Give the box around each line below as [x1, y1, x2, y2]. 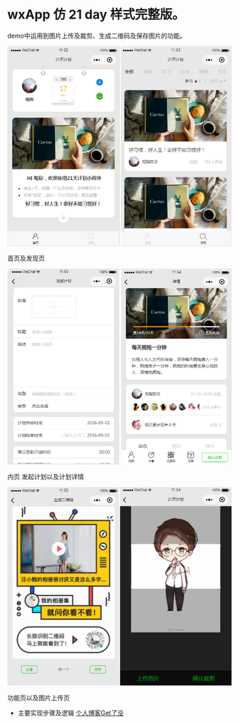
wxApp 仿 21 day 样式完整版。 [7, 6, 185, 23]
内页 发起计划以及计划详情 [7, 473, 84, 481]
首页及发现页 [7, 253, 45, 262]
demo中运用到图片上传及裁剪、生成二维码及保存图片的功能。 [7, 31, 186, 40]
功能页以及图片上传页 [7, 693, 70, 702]
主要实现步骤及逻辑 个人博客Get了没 [17, 708, 124, 717]
